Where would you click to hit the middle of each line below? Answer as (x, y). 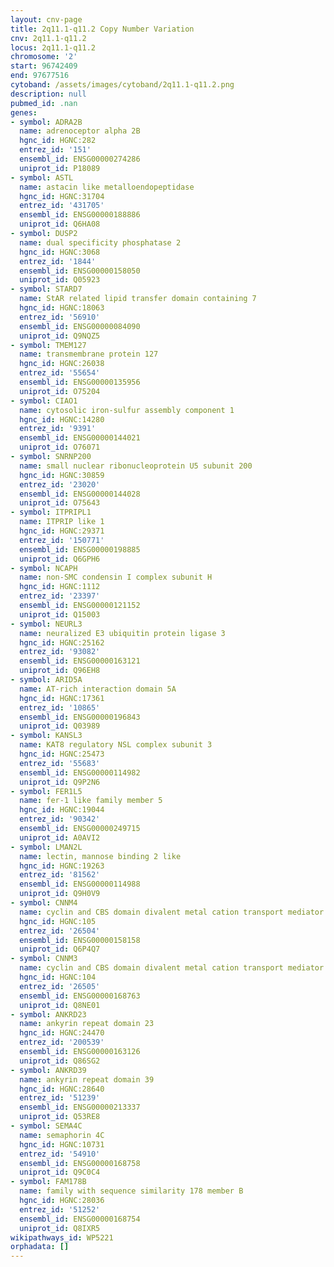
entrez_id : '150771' (62, 540)
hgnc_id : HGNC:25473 (62, 754)
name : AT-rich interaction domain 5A (98, 689)
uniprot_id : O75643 (60, 503)
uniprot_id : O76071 (60, 447)
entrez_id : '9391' (58, 429)
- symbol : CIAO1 (44, 401)
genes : (24, 112)
